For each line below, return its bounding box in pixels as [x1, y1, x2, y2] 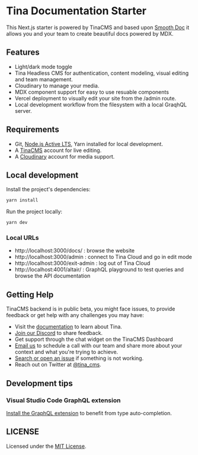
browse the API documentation [14, 272, 91, 280]
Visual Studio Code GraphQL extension [6, 396, 121, 405]
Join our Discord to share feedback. [14, 330, 103, 337]
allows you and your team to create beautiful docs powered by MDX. [6, 30, 174, 37]
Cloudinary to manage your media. [14, 82, 100, 89]
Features [6, 48, 40, 58]
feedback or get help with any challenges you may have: [6, 312, 144, 319]
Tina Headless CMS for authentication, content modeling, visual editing [14, 69, 189, 77]
